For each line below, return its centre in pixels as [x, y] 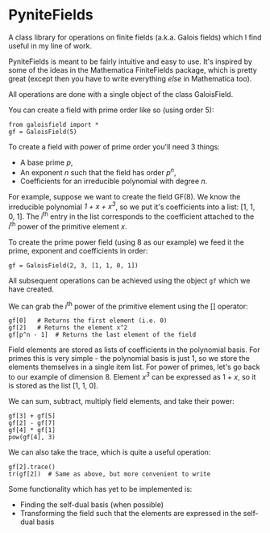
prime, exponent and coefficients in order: [78, 250]
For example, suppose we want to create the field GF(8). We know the [125, 196]
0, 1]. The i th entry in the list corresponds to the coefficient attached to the [131, 216]
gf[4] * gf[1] [32, 430]
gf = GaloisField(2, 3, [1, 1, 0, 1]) [73, 265]
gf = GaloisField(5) [43, 132]
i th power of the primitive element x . [68, 225]
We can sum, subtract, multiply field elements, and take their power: [122, 401]
